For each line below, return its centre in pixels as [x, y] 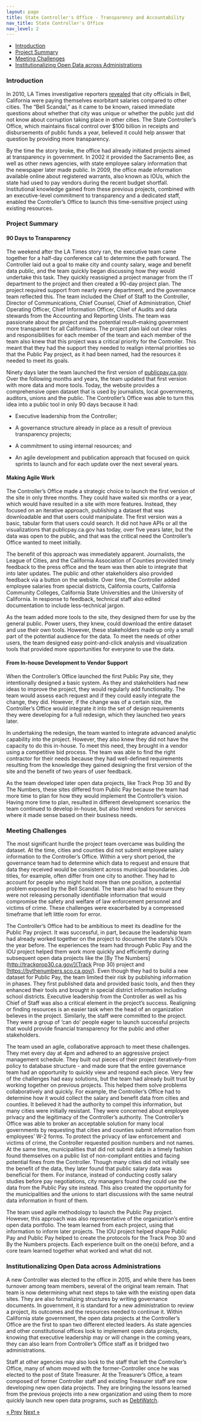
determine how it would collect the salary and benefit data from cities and [98, 1098]
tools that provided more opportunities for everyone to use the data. [90, 649]
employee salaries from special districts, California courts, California [91, 586]
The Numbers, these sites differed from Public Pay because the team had [97, 790]
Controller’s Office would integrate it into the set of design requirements [95, 708]
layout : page [23, 12]
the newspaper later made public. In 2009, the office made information [94, 170]
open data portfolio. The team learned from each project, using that [90, 1225]
